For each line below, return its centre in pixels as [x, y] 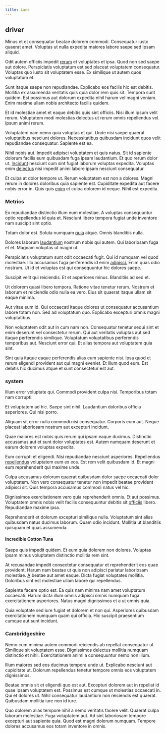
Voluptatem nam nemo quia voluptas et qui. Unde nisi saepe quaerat [75, 133]
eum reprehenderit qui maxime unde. [43, 467]
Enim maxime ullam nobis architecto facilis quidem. [57, 103]
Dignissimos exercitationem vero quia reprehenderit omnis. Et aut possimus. [83, 497]
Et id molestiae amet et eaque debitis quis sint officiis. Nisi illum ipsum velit [82, 113]
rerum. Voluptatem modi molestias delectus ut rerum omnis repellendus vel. [82, 118]
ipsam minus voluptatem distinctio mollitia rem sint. [57, 555]
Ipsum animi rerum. [25, 123]
